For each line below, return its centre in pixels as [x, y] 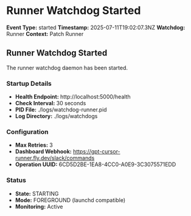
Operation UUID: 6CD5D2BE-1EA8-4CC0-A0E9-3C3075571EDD [95, 164]
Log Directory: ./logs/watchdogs [56, 116]
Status [16, 180]
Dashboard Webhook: [43, 152]
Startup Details [29, 83]
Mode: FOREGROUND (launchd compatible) [70, 200]
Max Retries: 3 [34, 145]
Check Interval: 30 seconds [50, 103]
